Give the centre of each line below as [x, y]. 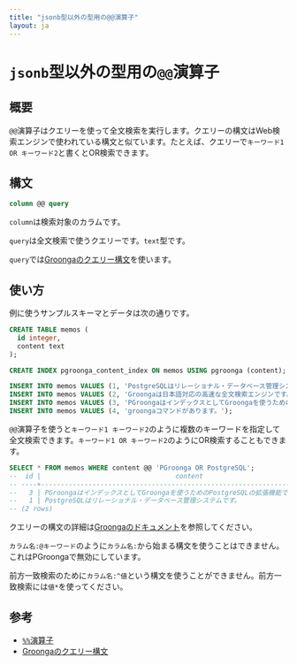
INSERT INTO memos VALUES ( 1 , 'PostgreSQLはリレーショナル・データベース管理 [144, 386]
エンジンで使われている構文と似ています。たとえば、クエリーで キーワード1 [150, 141]
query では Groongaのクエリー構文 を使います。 [93, 260]
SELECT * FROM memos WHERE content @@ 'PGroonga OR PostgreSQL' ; [132, 468]
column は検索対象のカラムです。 [67, 222]
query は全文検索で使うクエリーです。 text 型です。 [99, 241]
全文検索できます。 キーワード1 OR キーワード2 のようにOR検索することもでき [144, 440]
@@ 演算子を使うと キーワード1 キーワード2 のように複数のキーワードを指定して [145, 429]
